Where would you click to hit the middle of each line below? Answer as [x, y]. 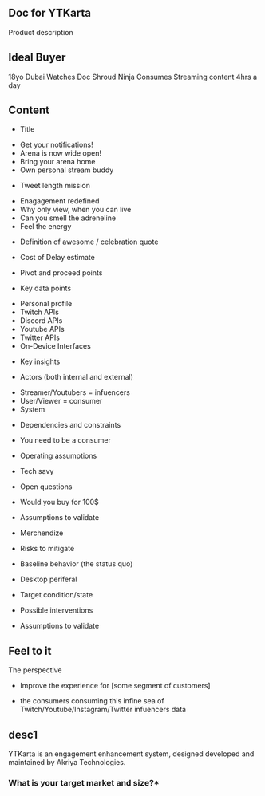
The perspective [35, 670]
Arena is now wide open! [61, 153]
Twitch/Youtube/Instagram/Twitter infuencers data [103, 710]
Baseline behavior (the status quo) [76, 564]
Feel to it [30, 650]
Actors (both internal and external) [77, 377]
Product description [41, 32]
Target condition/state [56, 595]
